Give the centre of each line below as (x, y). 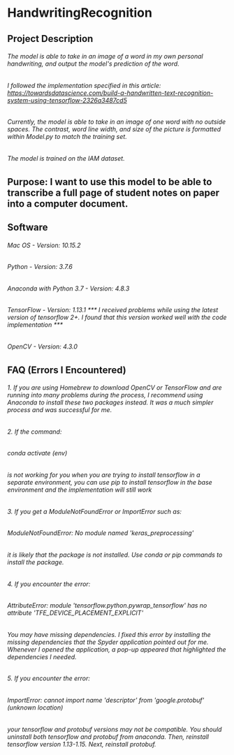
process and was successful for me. (60, 410)
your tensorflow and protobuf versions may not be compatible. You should (115, 729)
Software (28, 227)
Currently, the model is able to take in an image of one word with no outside (117, 122)
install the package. (36, 562)
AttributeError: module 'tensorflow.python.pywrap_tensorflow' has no (107, 606)
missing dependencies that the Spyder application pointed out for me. (108, 642)
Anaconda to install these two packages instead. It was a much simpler (110, 402)
